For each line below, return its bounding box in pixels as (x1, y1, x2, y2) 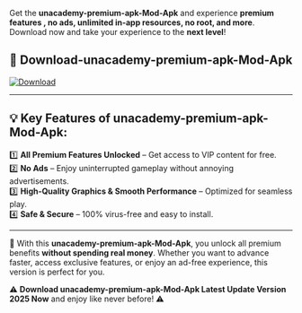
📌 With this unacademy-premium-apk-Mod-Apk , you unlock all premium (9, 238, 281, 248)
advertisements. (9, 175, 69, 187)
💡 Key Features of (9, 111, 111, 126)
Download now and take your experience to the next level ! (9, 27, 226, 37)
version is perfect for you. (9, 266, 105, 277)
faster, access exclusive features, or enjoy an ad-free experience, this (9, 256, 268, 267)
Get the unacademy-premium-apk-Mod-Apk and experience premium (9, 8, 274, 18)
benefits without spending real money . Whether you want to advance (9, 247, 270, 258)
